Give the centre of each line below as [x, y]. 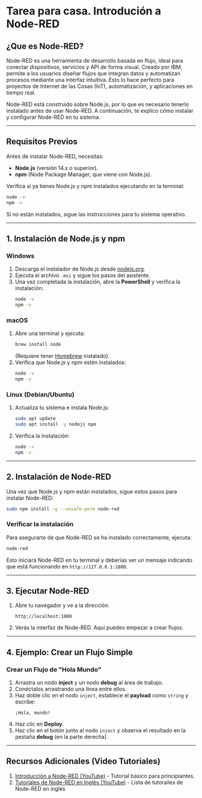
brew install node [38, 345]
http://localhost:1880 [43, 617]
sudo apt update [35, 419]
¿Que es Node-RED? [45, 46]
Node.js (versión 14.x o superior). [57, 168]
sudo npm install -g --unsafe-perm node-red [63, 509]
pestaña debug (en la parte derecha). [61, 737]
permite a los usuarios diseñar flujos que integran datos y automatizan [93, 73]
